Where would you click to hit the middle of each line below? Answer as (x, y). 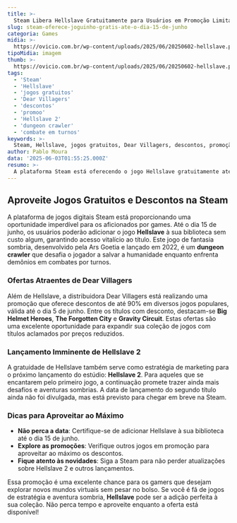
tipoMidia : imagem (34, 54)
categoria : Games (33, 34)
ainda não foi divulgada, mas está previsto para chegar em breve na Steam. (117, 397)
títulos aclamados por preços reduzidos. (66, 334)
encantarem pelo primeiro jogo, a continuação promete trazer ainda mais (113, 382)
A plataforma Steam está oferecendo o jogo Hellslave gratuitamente (116, 171)
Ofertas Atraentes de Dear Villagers (70, 281)
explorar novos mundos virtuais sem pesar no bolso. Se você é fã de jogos (116, 490)
